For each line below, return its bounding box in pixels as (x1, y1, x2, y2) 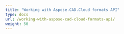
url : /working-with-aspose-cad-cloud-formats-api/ (5, 16, 115, 21)
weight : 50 (5, 21, 29, 26)
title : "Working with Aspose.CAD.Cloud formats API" (5, 7, 120, 12)
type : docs (5, 12, 29, 17)
